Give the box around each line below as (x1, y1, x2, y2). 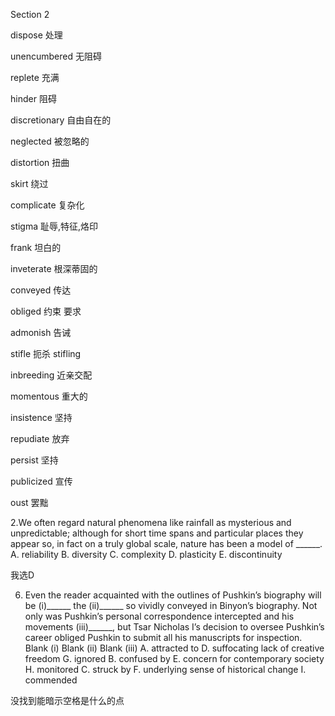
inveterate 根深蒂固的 (10, 263, 98, 274)
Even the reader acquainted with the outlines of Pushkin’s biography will (24, 589, 322, 601)
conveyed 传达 (10, 284, 72, 296)
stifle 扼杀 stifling (10, 348, 82, 359)
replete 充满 (10, 72, 60, 83)
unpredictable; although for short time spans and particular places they (10, 527, 304, 539)
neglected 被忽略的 (10, 135, 90, 147)
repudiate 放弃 (10, 433, 70, 444)
